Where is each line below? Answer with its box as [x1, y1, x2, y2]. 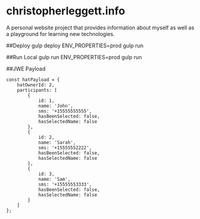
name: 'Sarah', [38, 139, 76, 145]
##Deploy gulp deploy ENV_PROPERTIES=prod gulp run [6, 42, 144, 49]
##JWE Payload [6, 65, 46, 72]
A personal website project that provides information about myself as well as [6, 24, 195, 31]
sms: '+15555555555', [38, 108, 93, 114]
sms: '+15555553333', [38, 181, 93, 187]
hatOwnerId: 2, [17, 82, 55, 88]
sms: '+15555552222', [38, 145, 93, 151]
